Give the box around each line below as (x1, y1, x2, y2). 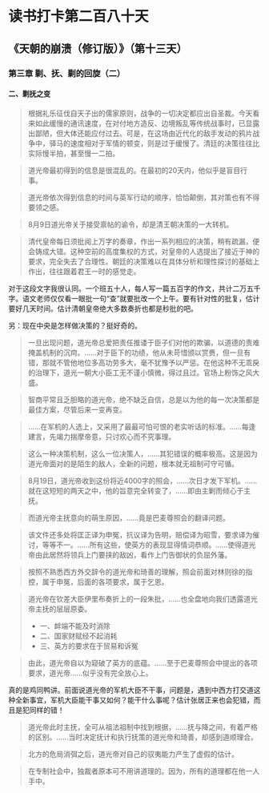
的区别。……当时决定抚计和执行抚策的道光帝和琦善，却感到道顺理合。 (27, 732, 258, 742)
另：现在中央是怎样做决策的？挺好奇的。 (8, 320, 142, 330)
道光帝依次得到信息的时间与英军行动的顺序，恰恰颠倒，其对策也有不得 (27, 192, 260, 202)
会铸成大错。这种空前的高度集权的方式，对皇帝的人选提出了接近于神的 (27, 246, 260, 256)
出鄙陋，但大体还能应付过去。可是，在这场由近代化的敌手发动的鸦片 (27, 128, 253, 138)
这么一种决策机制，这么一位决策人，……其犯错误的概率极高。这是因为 (27, 449, 258, 458)
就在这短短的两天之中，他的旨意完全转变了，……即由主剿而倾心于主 (27, 485, 251, 495)
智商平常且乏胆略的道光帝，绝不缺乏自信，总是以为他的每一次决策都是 (27, 394, 260, 405)
